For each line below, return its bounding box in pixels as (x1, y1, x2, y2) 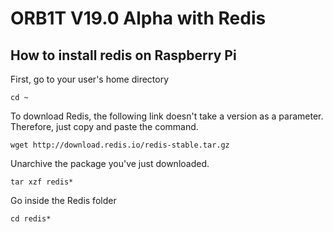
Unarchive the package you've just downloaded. (10, 158, 210, 169)
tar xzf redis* (10, 177, 74, 187)
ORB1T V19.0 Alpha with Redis (10, 7, 267, 30)
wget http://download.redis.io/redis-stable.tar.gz (10, 140, 230, 150)
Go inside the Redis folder (10, 195, 117, 206)
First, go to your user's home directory (10, 73, 170, 85)
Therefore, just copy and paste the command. (10, 121, 199, 132)
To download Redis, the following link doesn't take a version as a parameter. (10, 110, 324, 122)
